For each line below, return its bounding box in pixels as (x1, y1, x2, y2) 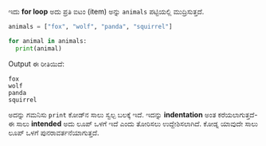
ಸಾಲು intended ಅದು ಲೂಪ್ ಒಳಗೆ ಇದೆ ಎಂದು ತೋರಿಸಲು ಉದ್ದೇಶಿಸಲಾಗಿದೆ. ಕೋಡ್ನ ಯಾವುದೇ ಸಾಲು (16, 119, 259, 128)
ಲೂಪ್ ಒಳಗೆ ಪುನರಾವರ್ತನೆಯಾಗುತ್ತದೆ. (8, 128, 100, 137)
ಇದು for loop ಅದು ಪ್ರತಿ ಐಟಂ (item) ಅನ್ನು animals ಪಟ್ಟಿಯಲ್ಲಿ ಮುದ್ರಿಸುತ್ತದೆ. (8, 7, 205, 16)
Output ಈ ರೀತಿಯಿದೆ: (8, 59, 65, 69)
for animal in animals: (8, 37, 88, 45)
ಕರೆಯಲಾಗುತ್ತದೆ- (217, 109, 258, 119)
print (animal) (15, 44, 62, 53)
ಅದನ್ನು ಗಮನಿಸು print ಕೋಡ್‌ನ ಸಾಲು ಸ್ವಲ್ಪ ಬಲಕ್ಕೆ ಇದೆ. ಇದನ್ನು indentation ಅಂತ (8, 109, 217, 119)
